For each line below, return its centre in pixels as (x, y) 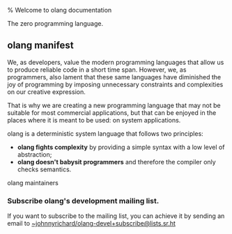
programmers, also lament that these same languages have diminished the (114, 77)
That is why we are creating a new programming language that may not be (114, 105)
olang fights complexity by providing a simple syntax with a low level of (121, 147)
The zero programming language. (55, 23)
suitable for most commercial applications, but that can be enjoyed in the (112, 112)
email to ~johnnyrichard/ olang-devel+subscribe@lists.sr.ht (92, 224)
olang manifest (41, 46)
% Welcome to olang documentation (60, 10)
